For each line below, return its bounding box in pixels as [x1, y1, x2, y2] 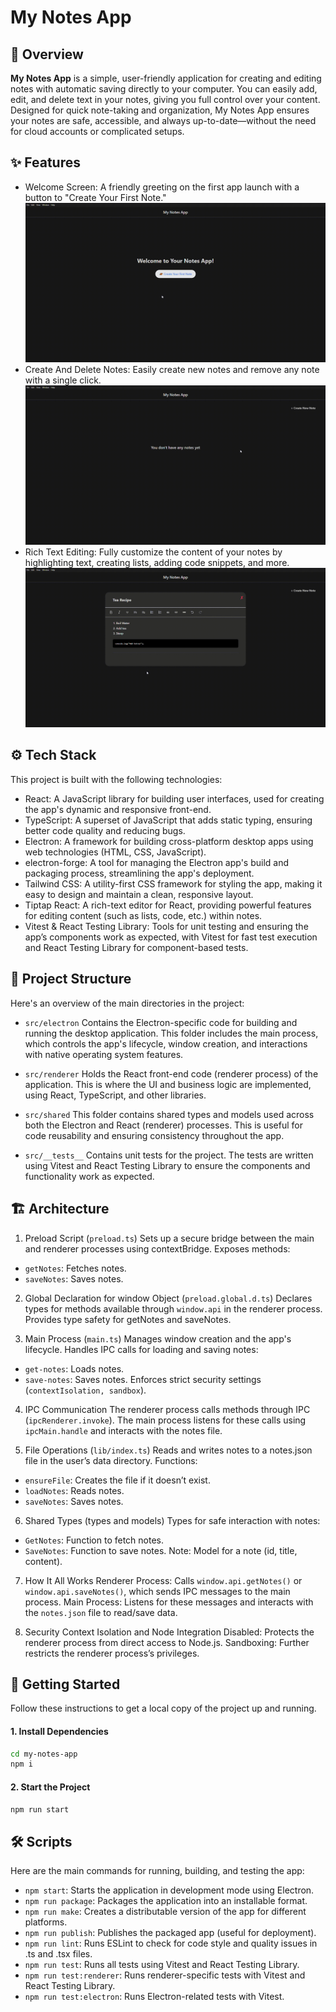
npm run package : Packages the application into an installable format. [24, 1895, 308, 1907]
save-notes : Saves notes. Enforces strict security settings [24, 1373, 262, 1385]
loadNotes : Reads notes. [24, 1484, 125, 1496]
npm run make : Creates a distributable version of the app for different [24, 1906, 307, 1918]
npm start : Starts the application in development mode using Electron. [24, 1884, 315, 1896]
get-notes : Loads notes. [24, 1362, 125, 1375]
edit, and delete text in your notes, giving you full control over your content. [10, 94, 321, 105]
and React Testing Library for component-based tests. [24, 941, 249, 953]
